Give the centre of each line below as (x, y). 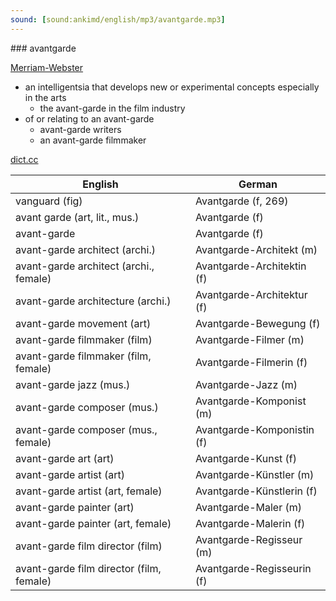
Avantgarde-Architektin (251, 266)
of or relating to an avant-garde (89, 118)
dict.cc (24, 159)
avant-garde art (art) (65, 458)
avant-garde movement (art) (83, 323)
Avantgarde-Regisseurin (253, 568)
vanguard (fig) (49, 201)
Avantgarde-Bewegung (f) (258, 323)
